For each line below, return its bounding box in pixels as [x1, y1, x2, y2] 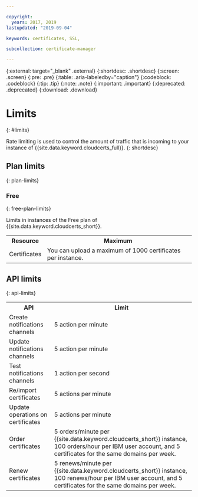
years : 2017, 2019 [11, 19, 57, 25]
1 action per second [54, 369, 110, 377]
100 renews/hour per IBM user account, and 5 [54, 473, 183, 482]
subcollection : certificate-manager [6, 46, 96, 52]
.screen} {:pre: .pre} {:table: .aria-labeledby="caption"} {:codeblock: [6, 74, 171, 81]
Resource [11, 237, 39, 245]
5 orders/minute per [54, 427, 110, 436]
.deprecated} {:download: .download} [6, 86, 98, 93]
